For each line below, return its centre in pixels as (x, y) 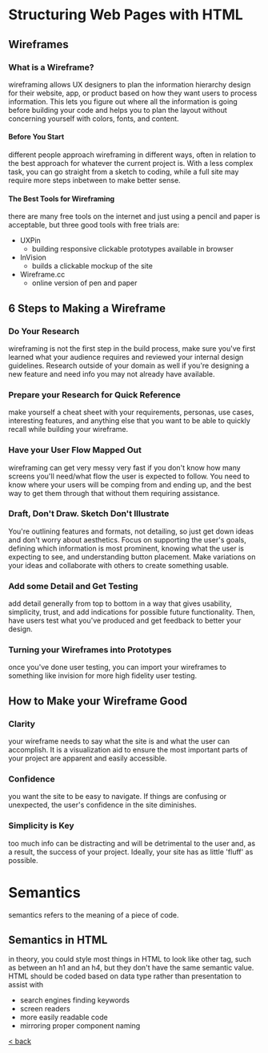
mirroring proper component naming (80, 1026)
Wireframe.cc (42, 275)
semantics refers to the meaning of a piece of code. (94, 914)
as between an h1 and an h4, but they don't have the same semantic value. (131, 968)
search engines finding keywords (75, 1000)
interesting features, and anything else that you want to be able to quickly (129, 421)
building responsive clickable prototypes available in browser (132, 249)
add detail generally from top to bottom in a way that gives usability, (120, 603)
